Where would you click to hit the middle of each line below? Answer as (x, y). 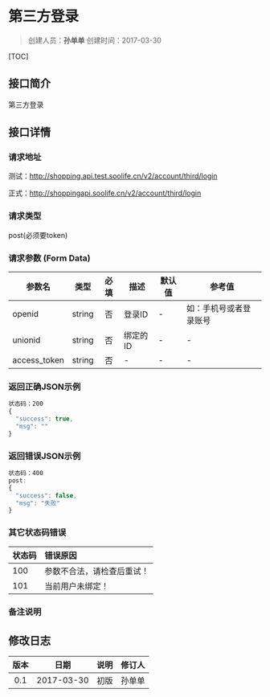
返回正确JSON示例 (45, 387)
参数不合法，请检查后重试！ (97, 571)
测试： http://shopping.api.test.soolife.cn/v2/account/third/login (113, 176)
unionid (27, 340)
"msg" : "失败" (38, 503)
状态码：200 (26, 404)
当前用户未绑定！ (77, 586)
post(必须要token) (38, 235)
